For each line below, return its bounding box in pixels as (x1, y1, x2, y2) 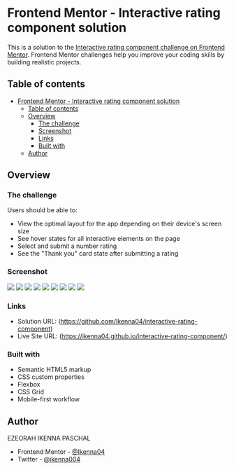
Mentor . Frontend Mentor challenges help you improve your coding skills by (7, 50, 225, 59)
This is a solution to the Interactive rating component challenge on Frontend (7, 43, 226, 51)
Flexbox (17, 380, 41, 389)
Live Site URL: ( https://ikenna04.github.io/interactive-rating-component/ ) (17, 332, 228, 340)
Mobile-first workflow (17, 395, 80, 403)
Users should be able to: (7, 206, 78, 214)
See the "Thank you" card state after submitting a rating (17, 249, 179, 258)
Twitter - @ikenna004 (17, 455, 81, 464)
